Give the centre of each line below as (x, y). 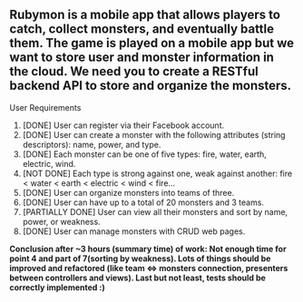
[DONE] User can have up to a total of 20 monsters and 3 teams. (143, 202)
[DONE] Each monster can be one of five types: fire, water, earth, (145, 154)
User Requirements (45, 107)
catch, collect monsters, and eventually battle (142, 29)
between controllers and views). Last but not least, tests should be (137, 278)
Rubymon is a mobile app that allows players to (145, 15)
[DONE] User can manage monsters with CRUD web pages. (134, 231)
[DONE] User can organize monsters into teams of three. (128, 192)
